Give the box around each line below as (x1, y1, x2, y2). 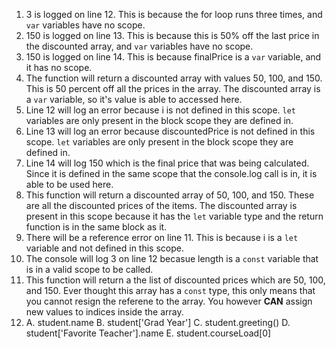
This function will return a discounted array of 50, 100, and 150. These (25, 189, 315, 201)
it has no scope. (25, 62, 93, 73)
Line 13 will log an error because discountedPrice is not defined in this (25, 125, 316, 137)
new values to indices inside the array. (25, 306, 184, 318)
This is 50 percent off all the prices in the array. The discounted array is (25, 83, 321, 94)
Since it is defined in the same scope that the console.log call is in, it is (25, 168, 318, 179)
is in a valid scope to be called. (25, 264, 154, 275)
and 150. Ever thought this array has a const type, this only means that (25, 285, 316, 296)
